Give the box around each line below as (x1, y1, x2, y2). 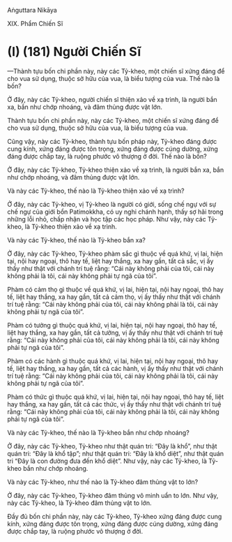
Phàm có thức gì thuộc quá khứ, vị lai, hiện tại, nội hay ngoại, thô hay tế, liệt (7, 393, 224, 401)
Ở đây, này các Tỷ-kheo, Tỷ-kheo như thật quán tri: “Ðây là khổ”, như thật (7, 441, 217, 450)
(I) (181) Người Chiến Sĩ (7, 44, 141, 60)
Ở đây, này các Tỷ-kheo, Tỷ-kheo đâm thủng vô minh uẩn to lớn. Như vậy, (7, 491, 219, 499)
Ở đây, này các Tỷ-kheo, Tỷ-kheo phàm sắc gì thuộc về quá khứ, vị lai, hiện (7, 249, 223, 258)
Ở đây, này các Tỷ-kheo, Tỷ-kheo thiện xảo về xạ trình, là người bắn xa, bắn (7, 166, 224, 174)
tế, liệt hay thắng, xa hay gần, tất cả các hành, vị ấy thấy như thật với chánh (7, 364, 224, 372)
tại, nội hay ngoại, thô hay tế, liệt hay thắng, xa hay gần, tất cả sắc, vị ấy (7, 256, 214, 265)
